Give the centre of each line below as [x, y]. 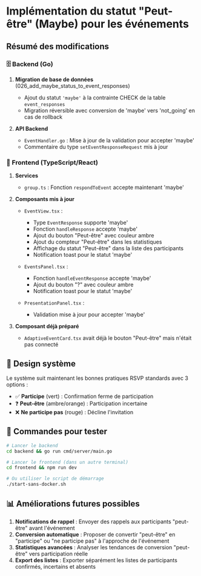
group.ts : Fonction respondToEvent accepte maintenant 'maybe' [104, 187]
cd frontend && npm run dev [42, 468]
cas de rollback [43, 117]
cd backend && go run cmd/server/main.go [59, 451]
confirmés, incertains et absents [55, 566]
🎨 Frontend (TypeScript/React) [52, 162]
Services [26, 176]
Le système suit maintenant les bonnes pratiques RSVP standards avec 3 [97, 378]
